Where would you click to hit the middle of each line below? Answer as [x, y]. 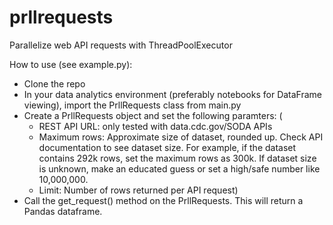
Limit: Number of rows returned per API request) [138, 190]
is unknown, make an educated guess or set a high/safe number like [179, 168]
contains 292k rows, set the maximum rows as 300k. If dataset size [177, 158]
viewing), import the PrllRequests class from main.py [132, 105]
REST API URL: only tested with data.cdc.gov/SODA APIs [155, 126]
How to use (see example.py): [71, 64]
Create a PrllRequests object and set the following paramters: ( [153, 115]
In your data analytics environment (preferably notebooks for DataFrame [173, 94]
